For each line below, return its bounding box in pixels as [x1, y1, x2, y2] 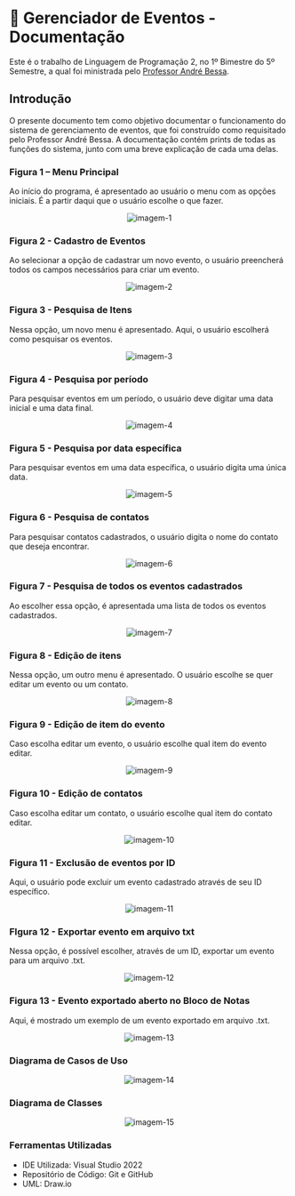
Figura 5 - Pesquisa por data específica [9, 442, 182, 454]
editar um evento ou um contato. [9, 679, 129, 690]
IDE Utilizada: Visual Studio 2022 [21, 1160, 143, 1170]
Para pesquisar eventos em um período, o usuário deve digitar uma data [9, 393, 274, 404]
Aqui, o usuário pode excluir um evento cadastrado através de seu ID [9, 877, 262, 887]
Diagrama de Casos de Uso [9, 1054, 129, 1066]
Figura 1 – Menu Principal [9, 165, 119, 178]
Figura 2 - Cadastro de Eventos [9, 235, 147, 247]
